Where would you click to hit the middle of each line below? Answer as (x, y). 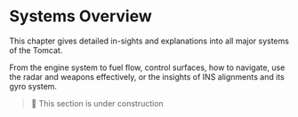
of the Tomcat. (36, 50)
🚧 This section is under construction (97, 103)
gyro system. (33, 86)
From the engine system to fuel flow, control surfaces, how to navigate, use (147, 67)
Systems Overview (81, 16)
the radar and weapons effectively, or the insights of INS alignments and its (147, 76)
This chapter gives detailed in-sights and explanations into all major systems (149, 41)
